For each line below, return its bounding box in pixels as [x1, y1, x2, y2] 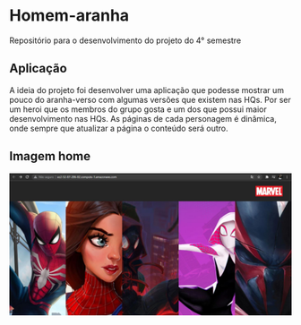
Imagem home [9, 149, 91, 164]
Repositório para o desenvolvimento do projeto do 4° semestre [9, 35, 242, 46]
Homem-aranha [9, 5, 130, 26]
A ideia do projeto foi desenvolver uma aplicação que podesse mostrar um [9, 84, 285, 95]
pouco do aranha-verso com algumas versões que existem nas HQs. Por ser [9, 94, 291, 105]
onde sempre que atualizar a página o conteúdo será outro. [9, 123, 228, 133]
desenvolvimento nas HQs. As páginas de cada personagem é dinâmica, [9, 113, 278, 124]
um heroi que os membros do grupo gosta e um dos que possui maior [9, 104, 267, 115]
